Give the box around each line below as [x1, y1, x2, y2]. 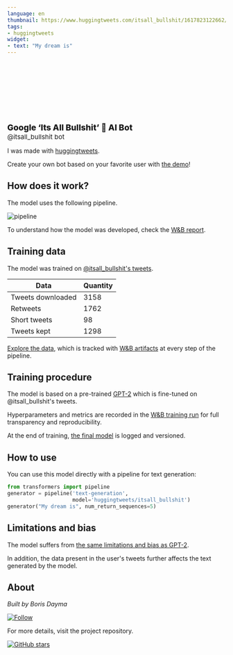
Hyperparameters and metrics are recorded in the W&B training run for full [7, 411, 220, 419]
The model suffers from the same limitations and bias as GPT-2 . [7, 540, 189, 549]
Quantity [83, 281, 113, 290]
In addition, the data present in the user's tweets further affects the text [7, 554, 212, 563]
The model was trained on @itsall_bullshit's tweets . [7, 264, 154, 272]
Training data [7, 246, 66, 258]
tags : [7, 23, 23, 30]
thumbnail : [7, 17, 39, 24]
